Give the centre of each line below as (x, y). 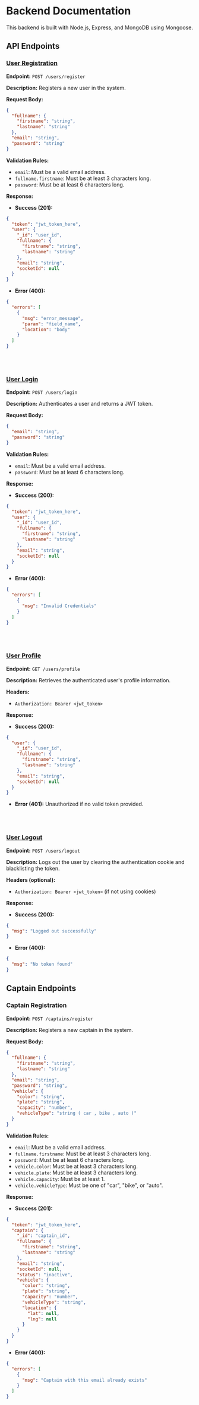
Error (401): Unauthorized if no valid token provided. (79, 804)
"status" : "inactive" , (45, 1275)
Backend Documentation (69, 11)
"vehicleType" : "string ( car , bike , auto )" (77, 1113)
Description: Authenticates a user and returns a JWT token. (80, 404)
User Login (22, 379)
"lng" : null (42, 1319)
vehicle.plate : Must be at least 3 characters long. (76, 1173)
